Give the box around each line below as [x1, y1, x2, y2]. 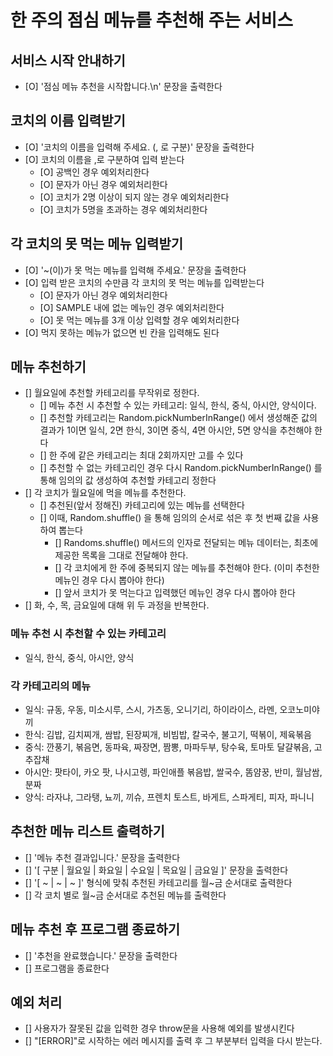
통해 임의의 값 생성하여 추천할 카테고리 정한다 [39, 474, 217, 486]
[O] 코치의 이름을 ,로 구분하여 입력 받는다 [24, 153, 185, 165]
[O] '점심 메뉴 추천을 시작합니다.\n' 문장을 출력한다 [24, 81, 223, 92]
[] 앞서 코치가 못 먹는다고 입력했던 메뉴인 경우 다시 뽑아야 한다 [54, 587, 296, 599]
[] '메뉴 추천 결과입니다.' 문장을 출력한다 [24, 851, 181, 863]
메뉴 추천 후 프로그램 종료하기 [10, 921, 181, 938]
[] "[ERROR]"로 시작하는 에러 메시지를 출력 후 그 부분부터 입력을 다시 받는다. [24, 1035, 323, 1047]
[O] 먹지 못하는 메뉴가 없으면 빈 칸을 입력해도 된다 [24, 326, 220, 338]
